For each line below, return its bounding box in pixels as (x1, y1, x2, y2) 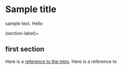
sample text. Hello (5, 20, 43, 26)
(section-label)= (5, 30, 39, 36)
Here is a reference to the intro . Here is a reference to (5, 58, 117, 64)
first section (5, 45, 45, 54)
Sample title (5, 4, 57, 15)
